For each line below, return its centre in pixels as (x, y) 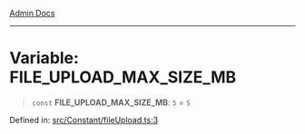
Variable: (44, 58)
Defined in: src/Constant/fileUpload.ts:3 (84, 120)
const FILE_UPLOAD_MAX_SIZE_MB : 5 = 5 (111, 102)
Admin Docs (32, 13)
